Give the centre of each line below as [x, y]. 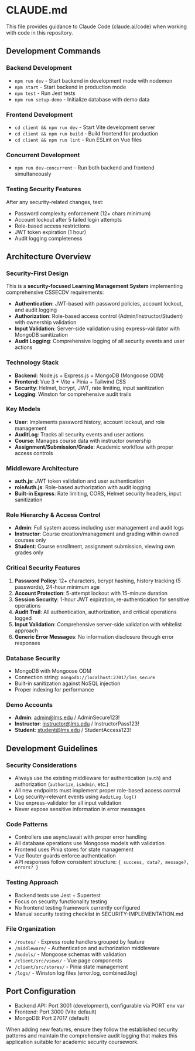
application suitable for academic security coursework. [72, 1042]
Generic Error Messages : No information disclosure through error [94, 636]
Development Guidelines [52, 748]
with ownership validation [45, 323]
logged [23, 618]
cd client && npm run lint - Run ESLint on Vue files [78, 140]
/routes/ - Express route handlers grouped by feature [79, 941]
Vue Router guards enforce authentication [65, 856]
